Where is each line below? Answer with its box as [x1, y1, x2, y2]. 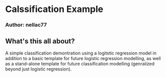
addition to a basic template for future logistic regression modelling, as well [5, 55, 161, 61]
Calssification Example [5, 3, 104, 15]
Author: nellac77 [5, 21, 47, 28]
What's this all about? [5, 36, 75, 45]
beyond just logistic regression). [5, 66, 72, 72]
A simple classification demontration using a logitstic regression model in [5, 50, 157, 56]
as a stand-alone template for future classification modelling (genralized [5, 60, 155, 66]
